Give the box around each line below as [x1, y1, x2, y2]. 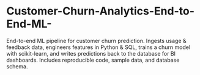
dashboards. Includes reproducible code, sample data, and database [6, 56, 180, 64]
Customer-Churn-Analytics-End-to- [6, 4, 194, 18]
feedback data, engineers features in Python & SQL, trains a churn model [6, 44, 191, 51]
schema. [6, 62, 28, 70]
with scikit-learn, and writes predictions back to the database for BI [6, 50, 176, 57]
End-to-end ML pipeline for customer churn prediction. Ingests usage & [6, 37, 187, 44]
